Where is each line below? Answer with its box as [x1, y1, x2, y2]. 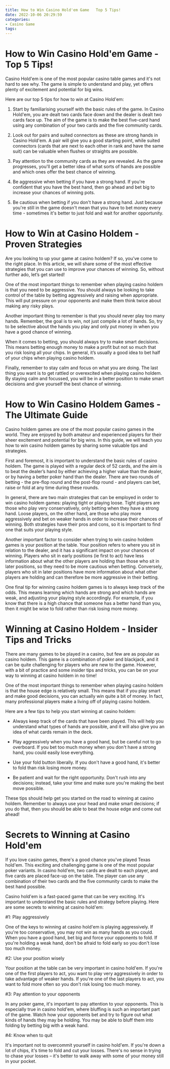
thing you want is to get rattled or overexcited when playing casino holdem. [5, 370, 162, 376]
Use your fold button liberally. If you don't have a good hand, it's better [12, 759, 160, 765]
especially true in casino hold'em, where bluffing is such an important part [5, 1006, 160, 1012]
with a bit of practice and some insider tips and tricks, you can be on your [5, 667, 159, 673]
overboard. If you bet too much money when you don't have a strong [12, 744, 156, 750]
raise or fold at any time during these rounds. [5, 484, 100, 490]
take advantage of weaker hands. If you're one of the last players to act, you [5, 976, 164, 982]
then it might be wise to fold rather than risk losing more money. [5, 605, 139, 612]
